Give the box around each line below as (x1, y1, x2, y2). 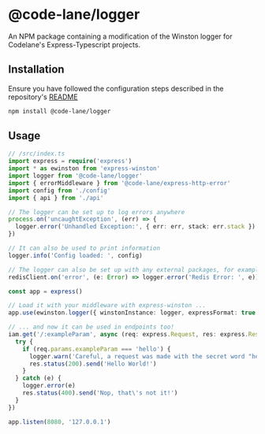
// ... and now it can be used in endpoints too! (8, 323, 175, 332)
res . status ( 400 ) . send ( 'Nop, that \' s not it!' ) (22, 389, 178, 397)
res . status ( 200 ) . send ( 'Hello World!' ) (28, 360, 157, 368)
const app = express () (8, 287, 83, 295)
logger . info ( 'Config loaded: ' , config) (8, 251, 144, 259)
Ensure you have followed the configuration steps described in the (8, 83, 224, 93)
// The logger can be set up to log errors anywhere (8, 208, 185, 216)
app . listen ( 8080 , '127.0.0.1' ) (8, 417, 111, 426)
